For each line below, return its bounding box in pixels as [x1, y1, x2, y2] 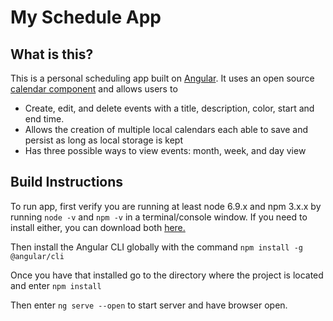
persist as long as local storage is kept [24, 134, 184, 146]
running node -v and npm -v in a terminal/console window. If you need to [10, 211, 308, 223]
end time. [24, 113, 65, 125]
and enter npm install [10, 279, 102, 291]
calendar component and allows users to [10, 83, 178, 95]
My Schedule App [10, 6, 162, 29]
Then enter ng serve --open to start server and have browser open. [10, 299, 288, 311]
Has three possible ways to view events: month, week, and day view [24, 145, 307, 156]
